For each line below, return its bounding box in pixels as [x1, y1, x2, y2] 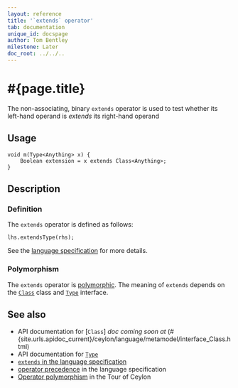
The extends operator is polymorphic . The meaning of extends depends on [7, 280, 225, 289]
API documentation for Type [17, 350, 99, 359]
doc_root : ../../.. [7, 50, 65, 58]
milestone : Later [7, 43, 59, 50]
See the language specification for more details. [7, 247, 148, 255]
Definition [7, 204, 43, 214]
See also [7, 308, 46, 320]
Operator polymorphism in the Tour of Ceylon [17, 372, 151, 381]
